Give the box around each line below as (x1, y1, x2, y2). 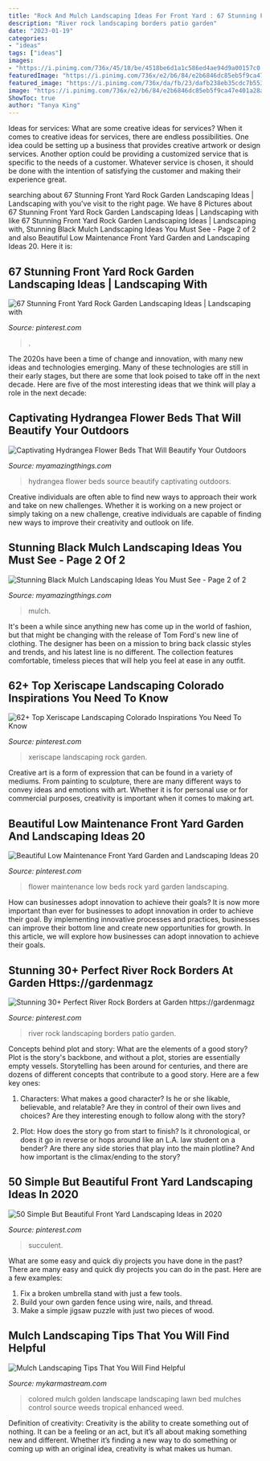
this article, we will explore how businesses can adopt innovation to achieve (8, 931, 260, 941)
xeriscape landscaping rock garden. (27, 752, 147, 762)
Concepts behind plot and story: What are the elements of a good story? (8, 1044, 248, 1054)
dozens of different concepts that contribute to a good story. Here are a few (8, 1070, 260, 1079)
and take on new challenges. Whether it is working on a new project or (8, 500, 243, 510)
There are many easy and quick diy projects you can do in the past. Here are (8, 1264, 262, 1274)
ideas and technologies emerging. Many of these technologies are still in (8, 362, 249, 372)
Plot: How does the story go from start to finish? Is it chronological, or (19, 1127, 251, 1136)
